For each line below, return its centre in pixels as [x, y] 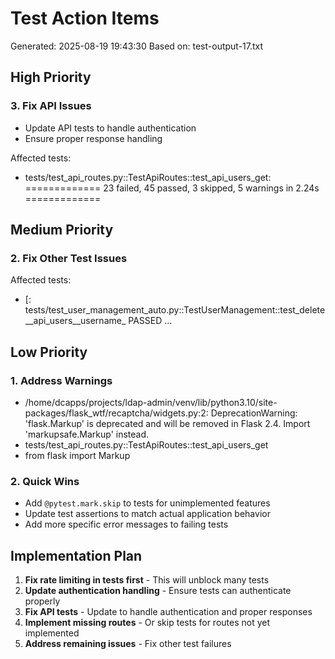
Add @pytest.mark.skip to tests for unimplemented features [147, 503]
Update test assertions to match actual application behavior [147, 514]
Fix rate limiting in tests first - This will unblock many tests [147, 580]
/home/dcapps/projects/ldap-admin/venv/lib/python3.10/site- [151, 402]
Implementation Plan [76, 555]
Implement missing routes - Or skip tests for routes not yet [147, 623]
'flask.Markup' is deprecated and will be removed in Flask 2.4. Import [167, 423]
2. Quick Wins [45, 481]
